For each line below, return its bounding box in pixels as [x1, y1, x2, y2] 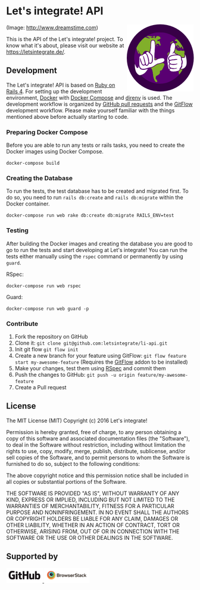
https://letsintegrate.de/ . [6, 48, 65, 55]
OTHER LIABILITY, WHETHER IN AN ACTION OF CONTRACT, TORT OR [6, 521, 180, 528]
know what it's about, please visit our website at [6, 42, 124, 49]
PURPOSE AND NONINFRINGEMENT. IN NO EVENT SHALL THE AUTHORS [6, 509, 189, 516]
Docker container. [6, 200, 50, 207]
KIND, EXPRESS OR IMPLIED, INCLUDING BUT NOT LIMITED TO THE [6, 496, 175, 503]
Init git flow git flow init [14, 345, 79, 353]
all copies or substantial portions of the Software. [6, 478, 127, 485]
